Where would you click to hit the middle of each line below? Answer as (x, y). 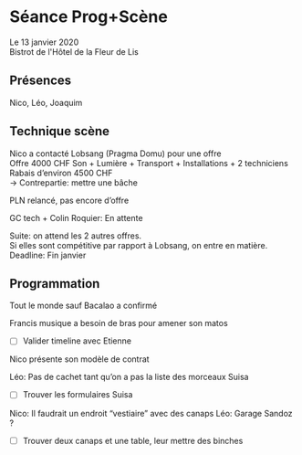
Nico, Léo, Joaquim (46, 102)
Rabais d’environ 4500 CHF (61, 173)
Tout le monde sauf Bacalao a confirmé (83, 306)
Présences (41, 81)
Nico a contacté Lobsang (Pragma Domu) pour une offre (115, 153)
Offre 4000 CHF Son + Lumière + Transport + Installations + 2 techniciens (149, 163)
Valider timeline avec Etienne (77, 341)
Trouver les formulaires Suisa (78, 395)
